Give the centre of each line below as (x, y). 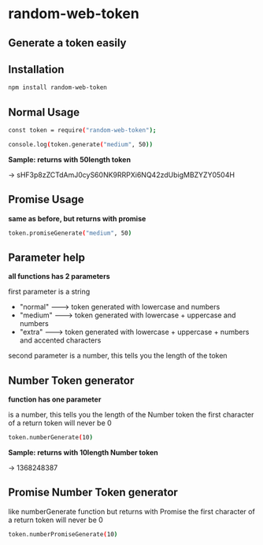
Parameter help (46, 257)
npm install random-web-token (58, 87)
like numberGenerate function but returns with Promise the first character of (132, 511)
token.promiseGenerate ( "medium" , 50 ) (70, 233)
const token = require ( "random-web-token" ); (82, 131)
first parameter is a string (49, 291)
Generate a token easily (67, 43)
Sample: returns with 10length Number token (83, 453)
